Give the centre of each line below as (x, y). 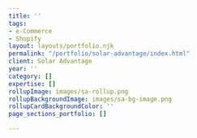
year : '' (23, 69)
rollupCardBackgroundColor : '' (61, 106)
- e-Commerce (30, 31)
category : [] (30, 76)
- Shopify (25, 39)
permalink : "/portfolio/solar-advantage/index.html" (99, 54)
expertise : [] (32, 84)
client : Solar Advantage (50, 62)
